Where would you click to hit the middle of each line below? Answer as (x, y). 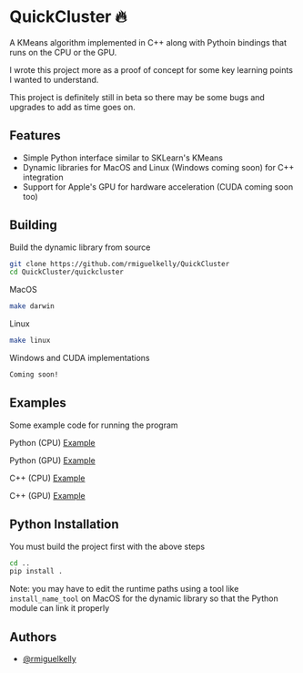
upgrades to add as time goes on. (73, 107)
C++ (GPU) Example (47, 495)
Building (33, 225)
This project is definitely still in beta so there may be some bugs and (137, 97)
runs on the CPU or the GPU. (63, 52)
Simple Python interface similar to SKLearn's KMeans (122, 158)
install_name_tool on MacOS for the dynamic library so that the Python (144, 598)
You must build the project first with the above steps (107, 546)
